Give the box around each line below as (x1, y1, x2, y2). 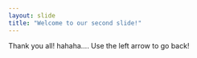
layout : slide (8, 11, 56, 20)
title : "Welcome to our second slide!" (8, 19, 142, 27)
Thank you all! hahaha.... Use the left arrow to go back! (8, 41, 190, 50)
